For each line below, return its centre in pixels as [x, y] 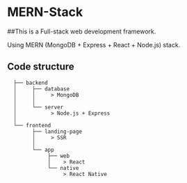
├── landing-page [57, 132]
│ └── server [39, 107]
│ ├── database [42, 89]
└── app [43, 150]
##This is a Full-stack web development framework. [82, 31]
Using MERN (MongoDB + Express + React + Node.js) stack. [94, 45]
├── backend [31, 83]
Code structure [41, 67]
